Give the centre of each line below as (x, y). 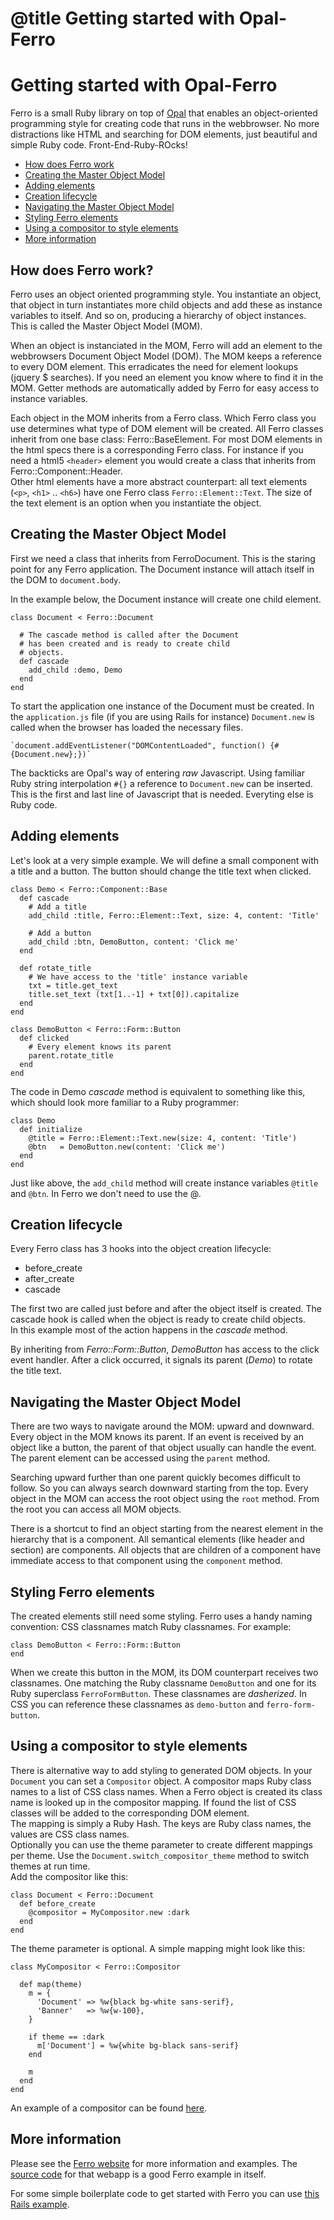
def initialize (51, 1129)
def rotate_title (55, 968)
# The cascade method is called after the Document (129, 635)
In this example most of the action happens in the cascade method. (149, 1330)
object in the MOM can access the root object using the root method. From (165, 1499)
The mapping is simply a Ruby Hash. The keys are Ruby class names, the (161, 1823)
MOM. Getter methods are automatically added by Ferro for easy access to (165, 388)
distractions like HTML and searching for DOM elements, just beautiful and (164, 134)
